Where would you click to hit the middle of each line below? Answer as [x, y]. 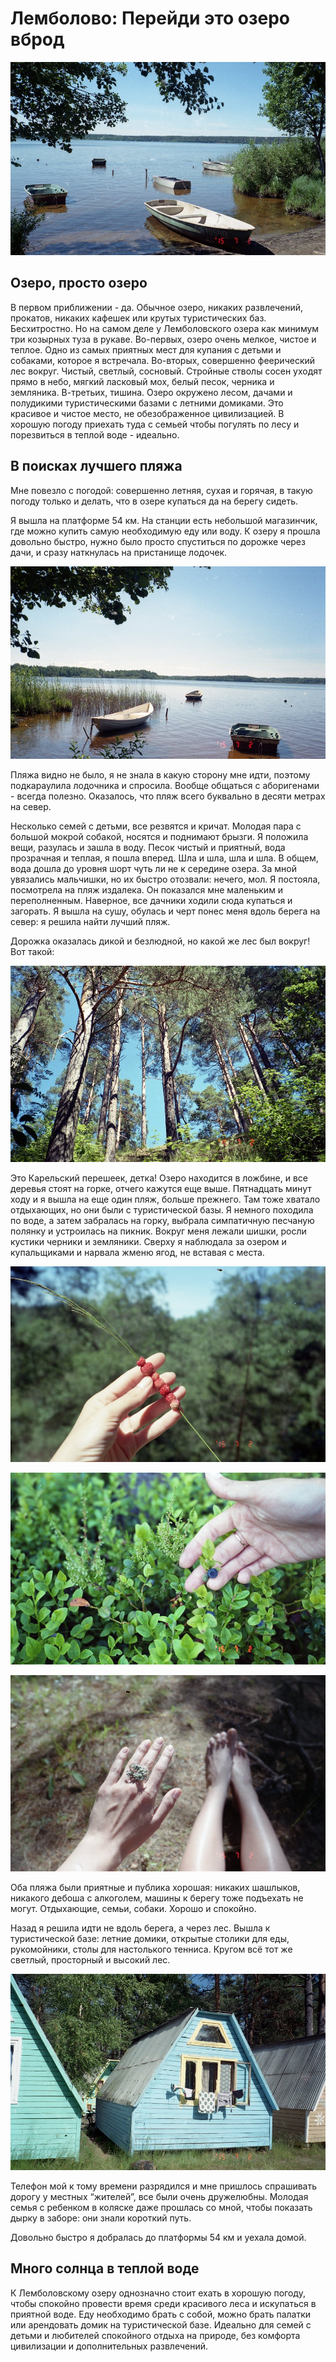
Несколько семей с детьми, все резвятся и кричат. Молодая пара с [156, 826]
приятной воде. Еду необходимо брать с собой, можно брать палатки [161, 2314]
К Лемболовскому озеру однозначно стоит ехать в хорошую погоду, [158, 2293]
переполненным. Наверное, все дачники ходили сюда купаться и [151, 901]
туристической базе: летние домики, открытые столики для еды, [150, 1938]
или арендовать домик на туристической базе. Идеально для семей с [161, 2324]
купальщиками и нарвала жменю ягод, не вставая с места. [137, 1252]
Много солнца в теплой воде [105, 2268]
